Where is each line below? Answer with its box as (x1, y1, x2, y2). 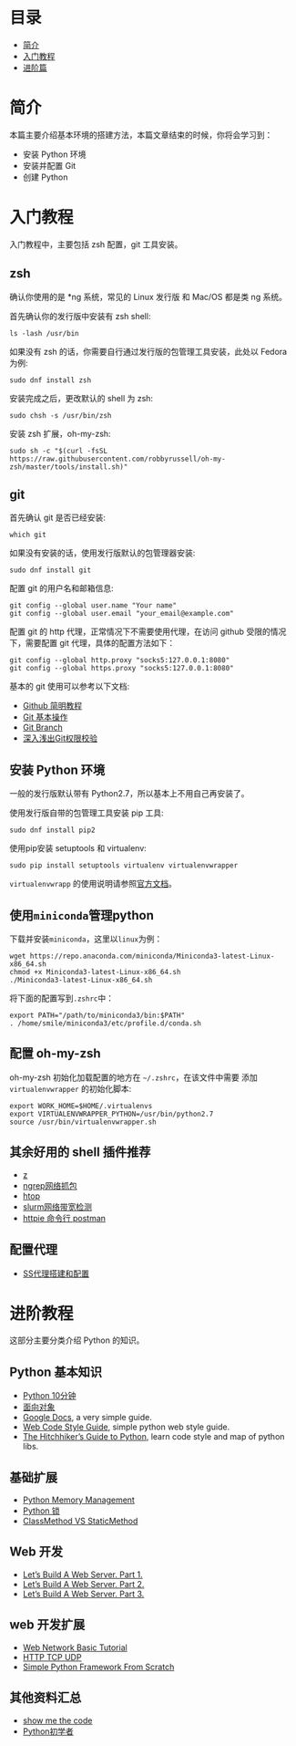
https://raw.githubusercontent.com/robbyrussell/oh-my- (9, 454, 226, 463)
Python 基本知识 (9, 1364, 103, 1379)
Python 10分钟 (22, 1390, 77, 1401)
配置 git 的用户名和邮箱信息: (9, 583, 114, 594)
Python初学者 (22, 1725, 75, 1737)
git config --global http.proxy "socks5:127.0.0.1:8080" (9, 656, 230, 665)
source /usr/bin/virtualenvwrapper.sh (9, 1117, 157, 1127)
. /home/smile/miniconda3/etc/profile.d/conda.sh (9, 1019, 202, 1028)
